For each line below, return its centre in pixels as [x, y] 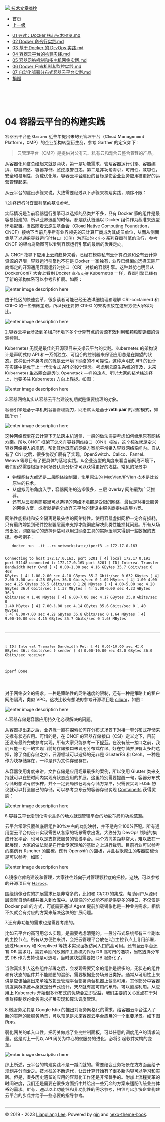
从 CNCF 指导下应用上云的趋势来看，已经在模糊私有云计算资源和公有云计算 [81, 255]
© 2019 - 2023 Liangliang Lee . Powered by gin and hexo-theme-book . [76, 1114]
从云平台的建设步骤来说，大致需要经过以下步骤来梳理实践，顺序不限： [76, 192]
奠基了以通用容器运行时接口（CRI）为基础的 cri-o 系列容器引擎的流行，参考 [82, 238]
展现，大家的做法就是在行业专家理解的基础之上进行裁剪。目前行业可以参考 [84, 845]
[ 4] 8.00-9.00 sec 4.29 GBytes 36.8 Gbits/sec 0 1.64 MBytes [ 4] [76, 614]
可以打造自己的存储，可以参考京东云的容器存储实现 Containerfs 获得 [82, 790]
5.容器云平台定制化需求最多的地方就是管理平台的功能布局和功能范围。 [76, 816]
